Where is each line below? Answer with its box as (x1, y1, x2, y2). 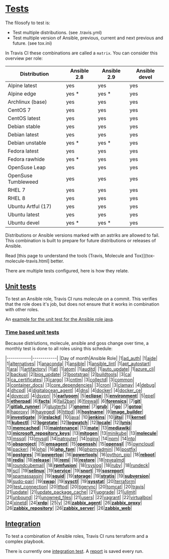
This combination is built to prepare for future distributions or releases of (5, 237, 156, 243)
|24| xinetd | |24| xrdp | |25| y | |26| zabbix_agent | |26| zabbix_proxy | (5, 500, 142, 506)
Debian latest (8, 131, 39, 138)
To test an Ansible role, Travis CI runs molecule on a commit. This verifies (5, 296, 157, 302)
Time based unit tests (5, 328, 59, 335)
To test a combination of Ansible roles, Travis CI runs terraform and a (5, 533, 148, 539)
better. (50, 258, 64, 264)
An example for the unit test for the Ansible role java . (5, 316, 114, 322)
